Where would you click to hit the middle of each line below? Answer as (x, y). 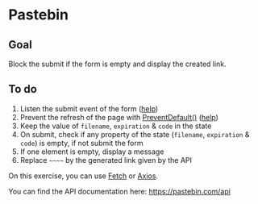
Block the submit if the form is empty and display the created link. (118, 64)
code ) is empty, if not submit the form (81, 143)
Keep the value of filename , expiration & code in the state (116, 126)
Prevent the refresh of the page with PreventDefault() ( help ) (119, 117)
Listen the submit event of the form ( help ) (89, 108)
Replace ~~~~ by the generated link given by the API (106, 160)
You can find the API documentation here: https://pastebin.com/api (120, 191)
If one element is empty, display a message (92, 152)
